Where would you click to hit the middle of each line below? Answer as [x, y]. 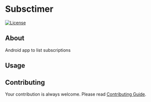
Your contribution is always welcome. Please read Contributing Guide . [76, 94]
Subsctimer [29, 9]
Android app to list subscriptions [38, 50]
